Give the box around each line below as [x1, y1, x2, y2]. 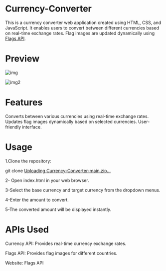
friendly [5, 123, 21, 130]
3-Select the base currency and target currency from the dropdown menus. [5, 187, 161, 193]
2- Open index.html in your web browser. [5, 177, 89, 183]
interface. [22, 123, 42, 130]
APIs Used [5, 223, 49, 235]
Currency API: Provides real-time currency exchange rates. [5, 240, 127, 246]
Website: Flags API [5, 259, 44, 265]
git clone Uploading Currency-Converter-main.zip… [5, 167, 111, 173]
